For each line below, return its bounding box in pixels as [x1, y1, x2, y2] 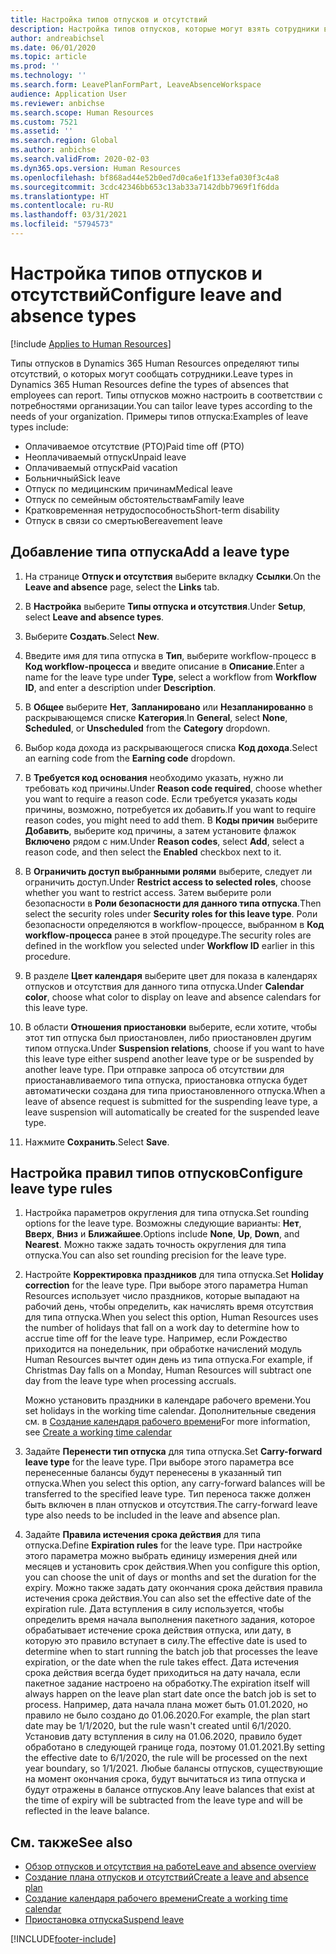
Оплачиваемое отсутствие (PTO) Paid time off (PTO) [24, 440, 245, 452]
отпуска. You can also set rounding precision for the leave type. [24, 1249, 287, 1261]
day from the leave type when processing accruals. [24, 1375, 237, 1387]
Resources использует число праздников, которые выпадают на [24, 1290, 300, 1302]
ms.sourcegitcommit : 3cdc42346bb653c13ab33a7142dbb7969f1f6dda [10, 182, 280, 192]
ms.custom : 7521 [10, 117, 78, 127]
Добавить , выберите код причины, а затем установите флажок [24, 824, 297, 836]
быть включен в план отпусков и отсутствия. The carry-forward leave [24, 1499, 318, 1511]
